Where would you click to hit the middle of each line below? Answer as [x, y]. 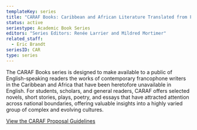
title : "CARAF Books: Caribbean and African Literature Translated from [97, 17]
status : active [25, 22]
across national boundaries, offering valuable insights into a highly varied [94, 103]
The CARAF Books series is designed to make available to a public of [89, 72]
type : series [22, 55]
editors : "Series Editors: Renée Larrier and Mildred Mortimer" [86, 34]
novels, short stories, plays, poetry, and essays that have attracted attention [98, 97]
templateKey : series [31, 11]
